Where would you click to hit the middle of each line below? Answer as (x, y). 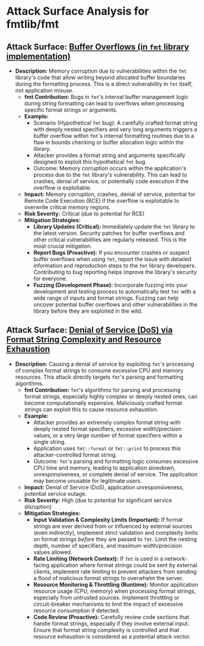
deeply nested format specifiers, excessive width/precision (107, 429)
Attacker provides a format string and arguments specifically (109, 155)
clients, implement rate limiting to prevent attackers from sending (115, 572)
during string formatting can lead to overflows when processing (104, 103)
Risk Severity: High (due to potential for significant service (98, 500)
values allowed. (53, 552)
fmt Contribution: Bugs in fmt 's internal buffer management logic (106, 97)
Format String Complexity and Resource (84, 340)
